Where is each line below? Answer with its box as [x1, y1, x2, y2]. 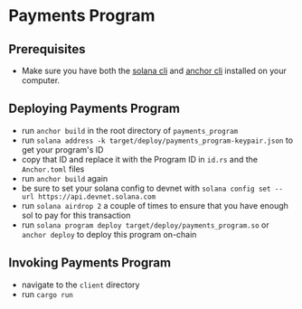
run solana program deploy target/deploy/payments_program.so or [21, 219, 269, 230]
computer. [21, 75, 61, 86]
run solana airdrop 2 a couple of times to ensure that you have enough [21, 200, 288, 211]
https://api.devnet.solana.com [38, 192, 156, 201]
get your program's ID [21, 144, 104, 154]
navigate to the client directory [21, 279, 140, 290]
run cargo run [21, 288, 73, 299]
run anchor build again [21, 173, 109, 183]
